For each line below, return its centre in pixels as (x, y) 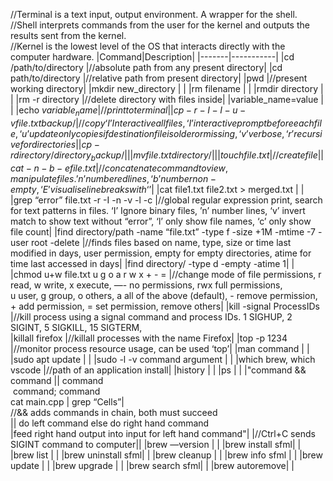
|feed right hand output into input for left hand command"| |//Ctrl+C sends (163, 433)
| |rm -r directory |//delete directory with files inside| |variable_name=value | (167, 99)
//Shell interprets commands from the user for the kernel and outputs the (160, 25)
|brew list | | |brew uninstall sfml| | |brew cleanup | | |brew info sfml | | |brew (166, 455)
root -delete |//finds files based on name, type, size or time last (161, 242)
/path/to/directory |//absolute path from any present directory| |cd (146, 67)
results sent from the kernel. (68, 35)
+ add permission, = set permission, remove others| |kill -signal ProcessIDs (165, 306)
